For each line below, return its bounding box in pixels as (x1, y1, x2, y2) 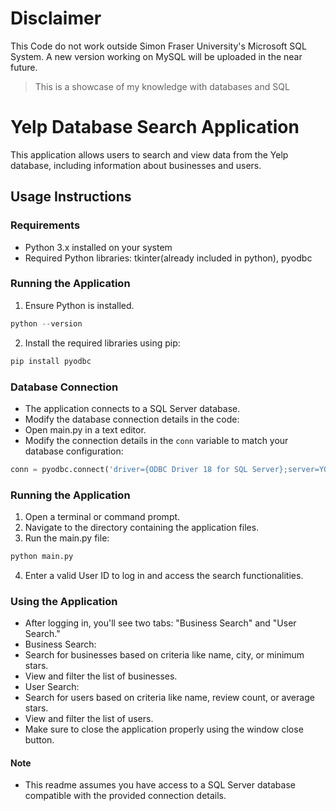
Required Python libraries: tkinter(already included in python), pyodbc (24, 252, 313, 264)
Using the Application (10, 594, 118, 608)
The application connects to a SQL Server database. (24, 402, 241, 414)
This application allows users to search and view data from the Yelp (10, 148, 289, 161)
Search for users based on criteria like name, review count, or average (24, 692, 315, 704)
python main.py (10, 552, 74, 562)
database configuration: (24, 445, 124, 457)
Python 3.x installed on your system (24, 241, 173, 253)
